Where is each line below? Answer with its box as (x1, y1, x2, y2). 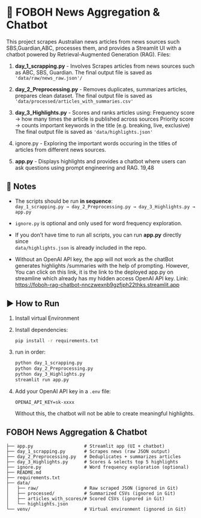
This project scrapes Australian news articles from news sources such (6, 38, 180, 45)
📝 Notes (6, 181, 37, 191)
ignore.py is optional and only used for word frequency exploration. (14, 219, 182, 227)
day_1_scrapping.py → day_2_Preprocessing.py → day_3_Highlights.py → (14, 203, 196, 209)
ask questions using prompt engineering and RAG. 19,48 (14, 164, 154, 171)
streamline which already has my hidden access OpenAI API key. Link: (14, 274, 189, 282)
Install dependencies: (14, 326, 68, 333)
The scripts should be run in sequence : (14, 197, 113, 205)
